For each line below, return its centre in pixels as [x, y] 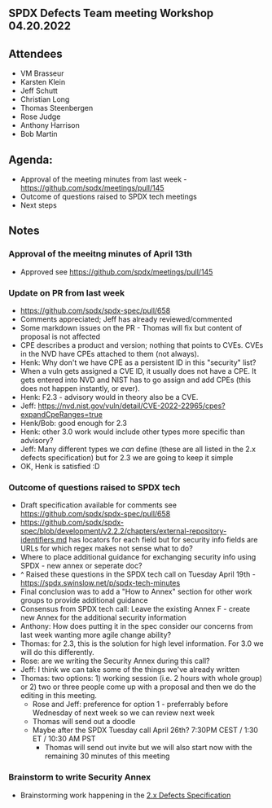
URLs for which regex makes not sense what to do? [106, 548]
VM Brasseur [42, 73]
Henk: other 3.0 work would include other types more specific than [133, 432]
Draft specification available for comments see [99, 505]
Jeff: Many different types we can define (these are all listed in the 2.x [138, 449]
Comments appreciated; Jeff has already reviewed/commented [126, 319]
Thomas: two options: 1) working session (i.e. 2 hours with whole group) [141, 678]
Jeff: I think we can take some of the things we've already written [130, 670]
